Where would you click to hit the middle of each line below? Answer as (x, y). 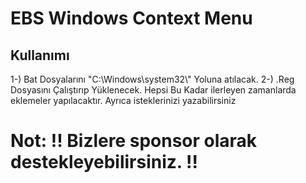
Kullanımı (40, 55)
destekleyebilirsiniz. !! (104, 162)
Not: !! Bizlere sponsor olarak (134, 141)
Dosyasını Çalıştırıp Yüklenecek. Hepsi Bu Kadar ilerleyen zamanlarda (153, 90)
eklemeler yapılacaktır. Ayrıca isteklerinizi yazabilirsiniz (123, 100)
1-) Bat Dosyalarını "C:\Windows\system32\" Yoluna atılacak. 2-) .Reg (152, 79)
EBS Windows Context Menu (131, 18)
